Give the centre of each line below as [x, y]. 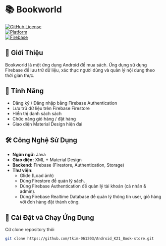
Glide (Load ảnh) [37, 176]
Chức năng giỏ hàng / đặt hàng [44, 119]
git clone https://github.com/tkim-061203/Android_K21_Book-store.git [80, 239]
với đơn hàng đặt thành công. [50, 202]
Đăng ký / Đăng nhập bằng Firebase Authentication [65, 103]
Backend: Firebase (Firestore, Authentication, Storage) [68, 165]
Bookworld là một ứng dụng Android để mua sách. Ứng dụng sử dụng [76, 64]
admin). [28, 191]
